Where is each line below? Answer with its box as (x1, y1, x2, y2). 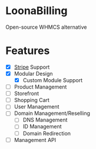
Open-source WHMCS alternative (5, 23, 87, 31)
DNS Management (22, 116, 68, 124)
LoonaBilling (5, 4, 68, 18)
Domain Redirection (22, 130, 71, 137)
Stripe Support (14, 63, 50, 70)
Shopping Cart (14, 97, 49, 104)
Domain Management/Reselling (14, 110, 91, 117)
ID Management (22, 123, 62, 130)
